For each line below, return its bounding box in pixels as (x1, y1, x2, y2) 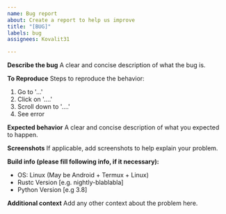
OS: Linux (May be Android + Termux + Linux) (17, 171, 150, 179)
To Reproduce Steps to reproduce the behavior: (7, 74, 145, 83)
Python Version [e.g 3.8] (17, 186, 88, 194)
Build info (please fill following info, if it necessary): (7, 157, 160, 166)
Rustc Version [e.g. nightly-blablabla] (17, 178, 124, 187)
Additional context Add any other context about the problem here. (7, 199, 198, 208)
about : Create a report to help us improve (7, 17, 136, 24)
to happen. (7, 131, 38, 139)
